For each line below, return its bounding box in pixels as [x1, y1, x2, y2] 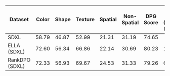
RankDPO [8, 56, 31, 63]
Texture [75, 16, 95, 23]
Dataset [9, 16, 29, 23]
